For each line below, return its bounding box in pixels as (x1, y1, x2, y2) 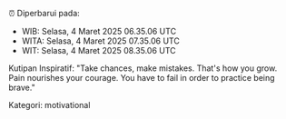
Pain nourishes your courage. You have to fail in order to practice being (8, 73, 275, 83)
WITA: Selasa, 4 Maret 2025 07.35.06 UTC (21, 35, 181, 46)
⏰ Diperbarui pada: (8, 8, 81, 18)
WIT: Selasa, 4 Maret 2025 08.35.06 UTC (21, 45, 176, 55)
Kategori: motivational (8, 100, 91, 110)
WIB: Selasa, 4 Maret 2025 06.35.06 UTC (21, 26, 177, 36)
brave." (8, 82, 35, 93)
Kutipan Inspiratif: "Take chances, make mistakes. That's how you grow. (8, 63, 278, 74)
